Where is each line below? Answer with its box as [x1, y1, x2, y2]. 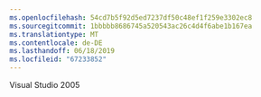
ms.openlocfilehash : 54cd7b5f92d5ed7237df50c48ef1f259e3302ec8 [9, 13, 253, 22]
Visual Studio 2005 [9, 80, 80, 90]
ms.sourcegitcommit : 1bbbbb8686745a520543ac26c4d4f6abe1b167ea [9, 22, 253, 31]
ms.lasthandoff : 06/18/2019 [9, 47, 116, 56]
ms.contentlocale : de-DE [9, 38, 103, 48]
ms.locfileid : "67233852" [9, 55, 107, 64]
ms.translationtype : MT [9, 30, 99, 39]
